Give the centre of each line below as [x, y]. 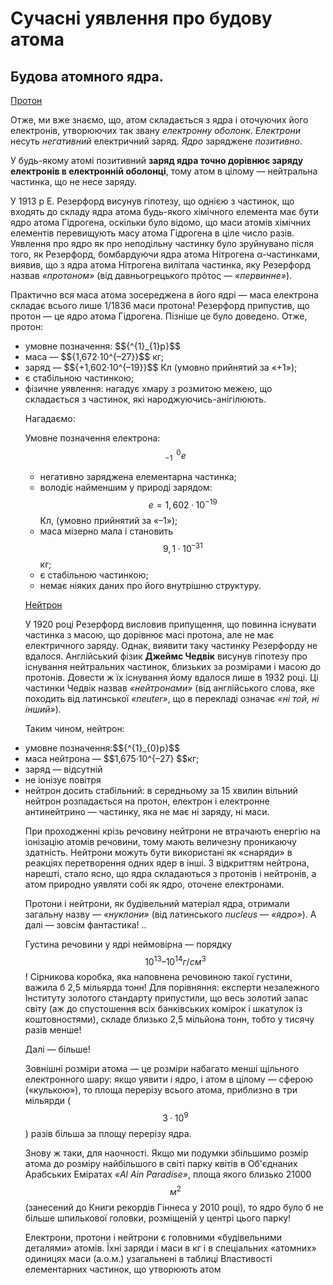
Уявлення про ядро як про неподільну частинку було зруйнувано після [162, 243]
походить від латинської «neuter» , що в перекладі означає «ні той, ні [172, 698]
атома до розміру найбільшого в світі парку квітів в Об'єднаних [161, 1164]
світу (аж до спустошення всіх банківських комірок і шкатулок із [163, 1009]
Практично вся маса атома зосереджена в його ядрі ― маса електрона [164, 295]
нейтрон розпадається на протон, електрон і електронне [147, 801]
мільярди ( [48, 1101]
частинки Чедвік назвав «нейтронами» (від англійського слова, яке [170, 688]
